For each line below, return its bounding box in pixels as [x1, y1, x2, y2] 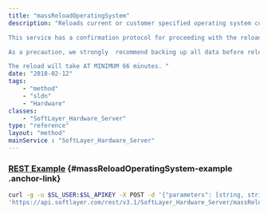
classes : [8, 107, 37, 115]
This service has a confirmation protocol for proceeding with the [8, 34, 238, 42]
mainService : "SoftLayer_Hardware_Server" [8, 137, 156, 145]
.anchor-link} [8, 172, 61, 184]
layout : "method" [8, 129, 66, 137]
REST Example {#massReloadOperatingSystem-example [8, 163, 233, 174]
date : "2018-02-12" [8, 69, 73, 78]
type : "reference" [8, 121, 69, 130]
